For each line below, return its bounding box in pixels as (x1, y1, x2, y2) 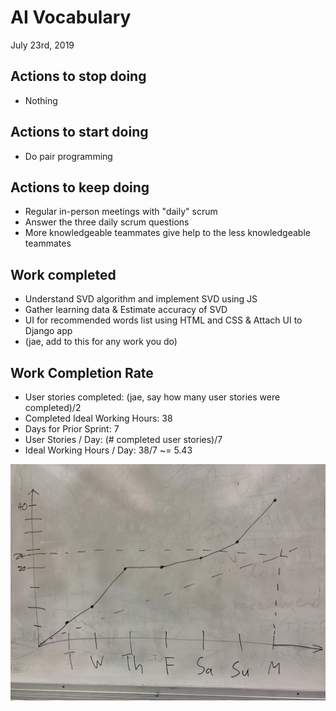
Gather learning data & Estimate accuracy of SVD (24, 304, 228, 316)
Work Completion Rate (10, 364, 154, 381)
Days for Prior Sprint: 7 (24, 423, 120, 435)
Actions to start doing (10, 124, 149, 141)
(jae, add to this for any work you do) (24, 336, 178, 348)
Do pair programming (24, 150, 113, 162)
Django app (24, 325, 73, 337)
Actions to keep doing (10, 179, 150, 196)
